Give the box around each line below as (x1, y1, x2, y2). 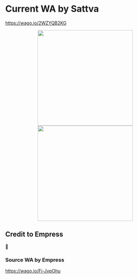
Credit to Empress (5, 230, 63, 239)
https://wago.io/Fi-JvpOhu (5, 268, 61, 274)
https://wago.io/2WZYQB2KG (5, 20, 67, 26)
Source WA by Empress (5, 256, 64, 263)
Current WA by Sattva (5, 3, 99, 15)
